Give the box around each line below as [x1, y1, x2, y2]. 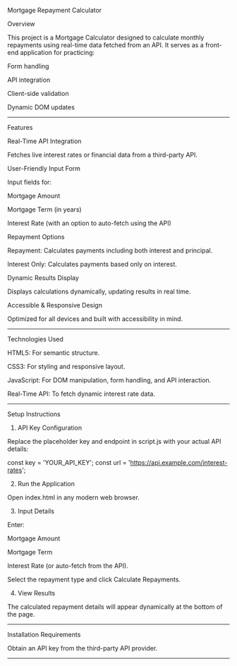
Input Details [17, 507, 55, 515]
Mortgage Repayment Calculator [7, 6, 102, 14]
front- [205, 41, 222, 49]
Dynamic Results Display [7, 274, 80, 281]
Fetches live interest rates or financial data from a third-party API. [7, 151, 198, 159]
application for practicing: [20, 49, 95, 56]
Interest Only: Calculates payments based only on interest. [7, 260, 178, 268]
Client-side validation [7, 90, 69, 97]
